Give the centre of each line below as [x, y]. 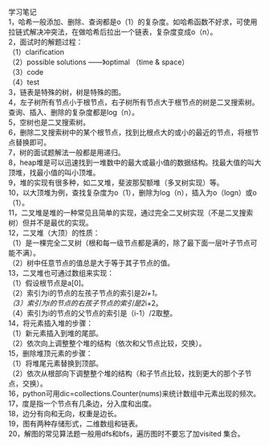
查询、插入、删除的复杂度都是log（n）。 [73, 112]
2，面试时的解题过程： [46, 42]
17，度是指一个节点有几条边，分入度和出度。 [82, 403]
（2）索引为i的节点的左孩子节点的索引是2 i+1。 [85, 293]
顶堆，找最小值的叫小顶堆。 [54, 172]
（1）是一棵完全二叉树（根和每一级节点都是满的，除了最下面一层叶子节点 [129, 243]
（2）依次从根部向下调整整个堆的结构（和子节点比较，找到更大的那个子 [126, 373]
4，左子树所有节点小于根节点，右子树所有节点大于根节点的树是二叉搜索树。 [134, 102]
